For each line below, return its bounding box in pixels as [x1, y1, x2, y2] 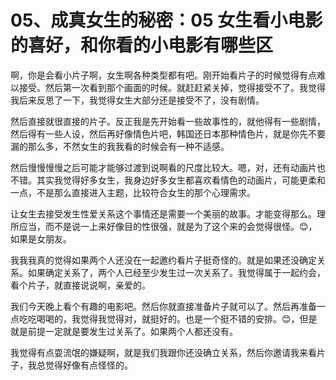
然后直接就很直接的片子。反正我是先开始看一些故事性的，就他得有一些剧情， [10, 115, 326, 127]
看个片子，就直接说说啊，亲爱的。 [10, 279, 151, 291]
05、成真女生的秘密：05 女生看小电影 [10, 9, 323, 32]
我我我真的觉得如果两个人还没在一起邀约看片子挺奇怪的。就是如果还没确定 [10, 254, 317, 266]
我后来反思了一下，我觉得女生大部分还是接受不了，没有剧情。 [10, 94, 265, 106]
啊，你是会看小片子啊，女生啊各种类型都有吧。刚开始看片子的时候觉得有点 [10, 69, 317, 81]
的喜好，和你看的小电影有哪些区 [10, 34, 274, 57]
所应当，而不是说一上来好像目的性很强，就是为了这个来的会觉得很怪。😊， [10, 220, 318, 232]
